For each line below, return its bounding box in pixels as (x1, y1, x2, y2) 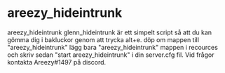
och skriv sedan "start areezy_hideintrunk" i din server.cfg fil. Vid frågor (7, 51, 214, 59)
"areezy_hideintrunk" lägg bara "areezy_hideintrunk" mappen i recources (7, 43, 219, 51)
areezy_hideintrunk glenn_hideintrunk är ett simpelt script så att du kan (7, 28, 212, 36)
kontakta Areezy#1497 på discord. (7, 58, 107, 66)
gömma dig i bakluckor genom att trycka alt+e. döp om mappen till (7, 35, 200, 44)
